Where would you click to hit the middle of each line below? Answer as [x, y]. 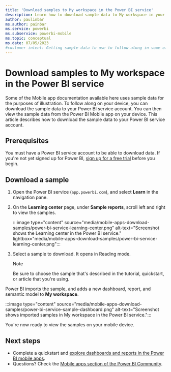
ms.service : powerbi [27, 29]
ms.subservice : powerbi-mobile [38, 34]
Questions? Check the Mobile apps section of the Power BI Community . [88, 364]
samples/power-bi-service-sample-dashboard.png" [60, 309]
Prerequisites [27, 141]
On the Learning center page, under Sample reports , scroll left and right [89, 207]
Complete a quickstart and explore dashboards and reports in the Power [88, 353]
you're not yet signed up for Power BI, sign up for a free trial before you [80, 159]
